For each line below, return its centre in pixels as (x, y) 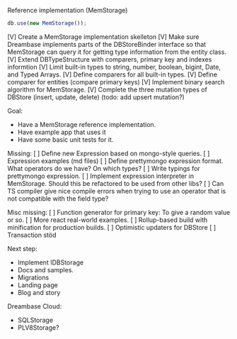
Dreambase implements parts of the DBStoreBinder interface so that (107, 44)
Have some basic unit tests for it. (65, 139)
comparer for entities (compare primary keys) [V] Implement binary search (116, 82)
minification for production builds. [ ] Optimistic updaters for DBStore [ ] (112, 227)
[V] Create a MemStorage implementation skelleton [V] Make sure (103, 37)
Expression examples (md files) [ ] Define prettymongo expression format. (115, 161)
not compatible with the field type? (58, 199)
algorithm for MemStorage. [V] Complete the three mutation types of (107, 89)
